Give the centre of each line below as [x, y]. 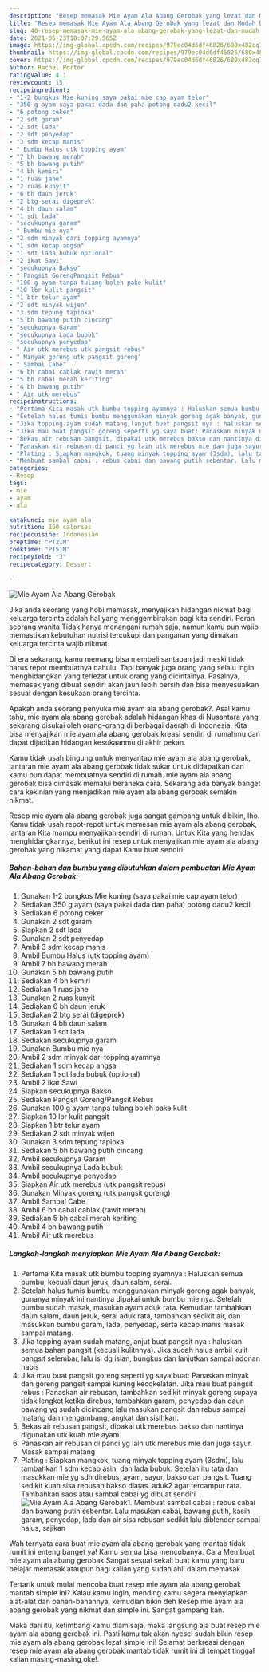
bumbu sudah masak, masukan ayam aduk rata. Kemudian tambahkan [136, 1308]
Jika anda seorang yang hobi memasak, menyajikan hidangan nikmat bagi [131, 609]
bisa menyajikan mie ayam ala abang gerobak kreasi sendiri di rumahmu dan [134, 733]
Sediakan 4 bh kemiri [55, 981]
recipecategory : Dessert [50, 564]
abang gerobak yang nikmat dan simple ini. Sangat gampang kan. [117, 1610]
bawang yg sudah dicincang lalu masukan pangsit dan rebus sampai [133, 1409]
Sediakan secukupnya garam [68, 1040]
